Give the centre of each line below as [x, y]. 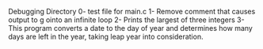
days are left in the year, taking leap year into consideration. [106, 36]
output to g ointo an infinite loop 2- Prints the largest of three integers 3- [126, 20]
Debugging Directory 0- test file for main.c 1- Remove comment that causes [132, 11]
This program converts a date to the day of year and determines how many [131, 28]
